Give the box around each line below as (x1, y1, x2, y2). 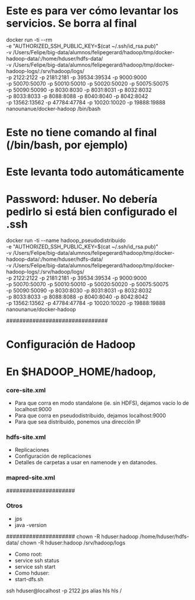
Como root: (14, 550, 43, 558)
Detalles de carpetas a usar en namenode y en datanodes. (14, 459, 158, 466)
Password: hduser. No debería (6, 192, 158, 206)
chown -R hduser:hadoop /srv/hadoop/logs (19, 539, 126, 546)
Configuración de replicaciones (14, 453, 92, 460)
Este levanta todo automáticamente (6, 165, 184, 179)
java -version (14, 521, 47, 529)
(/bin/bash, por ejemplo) (6, 139, 128, 152)
